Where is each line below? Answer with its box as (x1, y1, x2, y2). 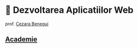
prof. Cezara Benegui (5, 21, 49, 27)
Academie (5, 35, 38, 44)
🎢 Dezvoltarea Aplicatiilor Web (5, 4, 134, 16)
